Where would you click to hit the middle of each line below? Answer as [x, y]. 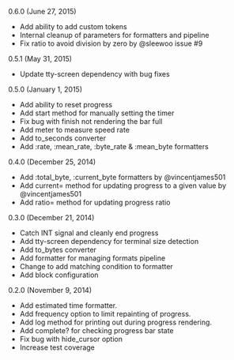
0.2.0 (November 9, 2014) [50, 290]
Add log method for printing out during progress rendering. [115, 322]
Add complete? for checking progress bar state [96, 330]
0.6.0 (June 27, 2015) [42, 11]
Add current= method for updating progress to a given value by [123, 186]
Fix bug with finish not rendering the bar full [91, 121]
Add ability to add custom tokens [74, 26]
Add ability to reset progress [66, 105]
